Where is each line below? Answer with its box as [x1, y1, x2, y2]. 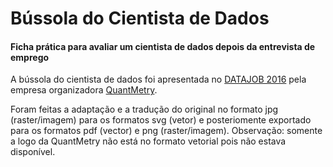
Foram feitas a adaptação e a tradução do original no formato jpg [10, 103, 279, 116]
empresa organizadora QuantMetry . [10, 84, 158, 96]
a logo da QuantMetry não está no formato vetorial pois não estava [10, 135, 287, 147]
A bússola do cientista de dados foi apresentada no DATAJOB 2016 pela [10, 73, 307, 86]
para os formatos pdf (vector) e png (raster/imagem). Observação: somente [10, 125, 323, 137]
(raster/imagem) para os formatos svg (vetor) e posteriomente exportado [10, 114, 312, 126]
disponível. [10, 146, 56, 158]
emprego [10, 51, 50, 63]
